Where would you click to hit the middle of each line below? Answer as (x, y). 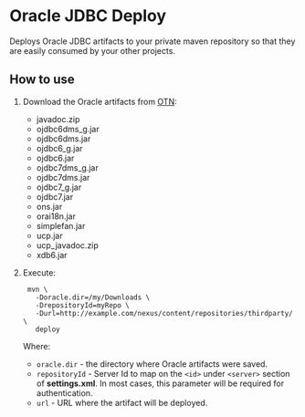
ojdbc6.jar (55, 158)
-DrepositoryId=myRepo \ (82, 305)
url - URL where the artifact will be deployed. (122, 402)
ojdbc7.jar (55, 196)
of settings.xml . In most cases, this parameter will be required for (160, 383)
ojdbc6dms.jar (63, 139)
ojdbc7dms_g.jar (67, 167)
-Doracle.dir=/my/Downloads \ (93, 297)
